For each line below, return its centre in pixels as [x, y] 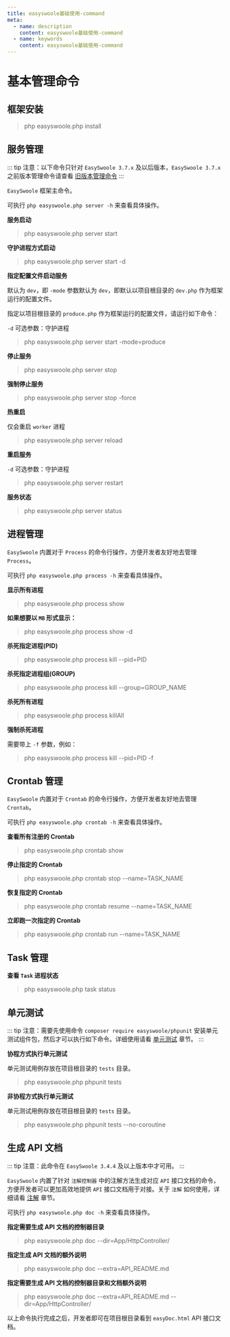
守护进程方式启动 [31, 248]
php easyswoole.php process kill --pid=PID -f [89, 758]
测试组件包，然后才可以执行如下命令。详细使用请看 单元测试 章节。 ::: [105, 1039]
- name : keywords [38, 39]
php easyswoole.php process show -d [78, 631]
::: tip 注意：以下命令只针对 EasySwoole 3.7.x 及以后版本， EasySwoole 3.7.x [114, 167]
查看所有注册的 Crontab [41, 837]
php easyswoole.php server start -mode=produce [95, 342]
